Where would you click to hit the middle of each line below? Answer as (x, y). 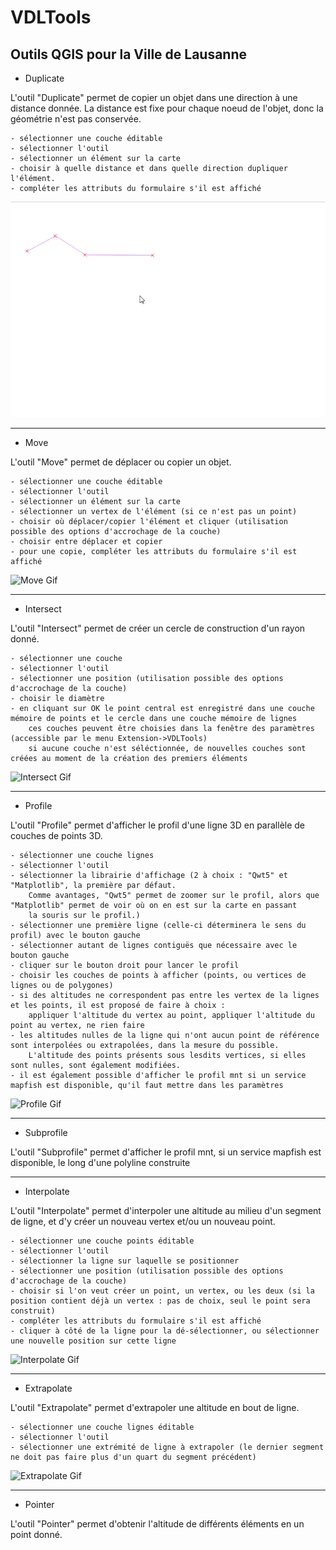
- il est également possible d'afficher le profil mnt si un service (158, 1076)
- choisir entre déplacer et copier (86, 542)
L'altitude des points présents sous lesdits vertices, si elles (167, 1056)
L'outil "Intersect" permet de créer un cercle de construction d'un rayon (158, 628)
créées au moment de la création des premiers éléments (129, 759)
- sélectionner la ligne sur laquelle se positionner (125, 1261)
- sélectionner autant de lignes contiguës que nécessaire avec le (154, 946)
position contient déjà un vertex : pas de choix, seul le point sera (160, 1301)
